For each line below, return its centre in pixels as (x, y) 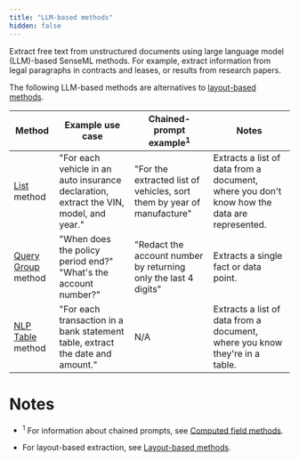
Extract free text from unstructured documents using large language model (147, 51)
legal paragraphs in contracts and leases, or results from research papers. (145, 70)
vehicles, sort (162, 190)
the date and (85, 353)
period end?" (86, 261)
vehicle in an (85, 168)
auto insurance (90, 180)
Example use (93, 125)
